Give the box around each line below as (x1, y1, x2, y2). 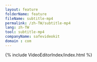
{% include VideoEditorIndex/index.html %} (5, 52, 93, 58)
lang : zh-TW (5, 25, 29, 30)
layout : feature (5, 7, 38, 12)
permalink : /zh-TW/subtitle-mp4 (5, 20, 71, 26)
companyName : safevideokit (5, 34, 60, 39)
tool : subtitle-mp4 (5, 30, 45, 34)
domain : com (5, 39, 32, 44)
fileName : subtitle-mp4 (5, 16, 54, 21)
